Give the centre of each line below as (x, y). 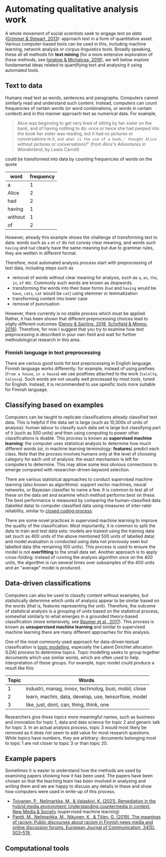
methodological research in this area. (43, 340)
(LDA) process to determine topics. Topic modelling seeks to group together (83, 652)
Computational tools (37, 848)
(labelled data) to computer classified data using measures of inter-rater (79, 505)
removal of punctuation (36, 303)
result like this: (20, 668)
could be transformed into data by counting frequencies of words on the (79, 159)
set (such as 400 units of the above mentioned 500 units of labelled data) (80, 536)
